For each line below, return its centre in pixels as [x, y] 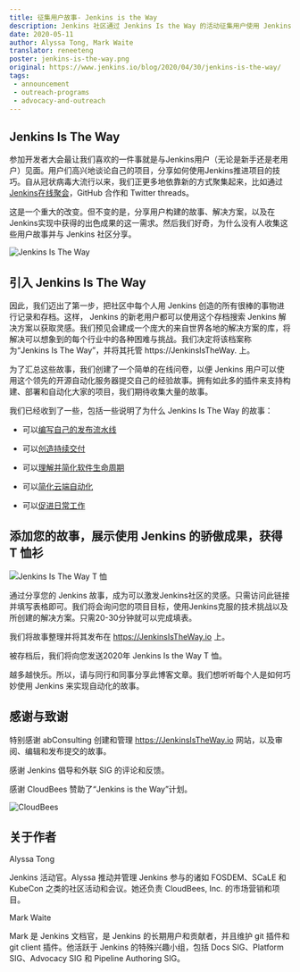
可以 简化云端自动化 [58, 486]
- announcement [41, 84]
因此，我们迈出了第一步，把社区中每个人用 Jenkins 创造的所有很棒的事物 [143, 306]
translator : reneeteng [51, 51]
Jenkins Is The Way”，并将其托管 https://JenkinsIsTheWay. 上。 [138, 350]
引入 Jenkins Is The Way [78, 282]
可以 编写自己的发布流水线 [69, 429]
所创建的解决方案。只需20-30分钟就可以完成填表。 [103, 617]
